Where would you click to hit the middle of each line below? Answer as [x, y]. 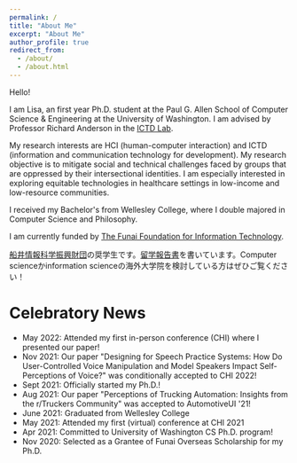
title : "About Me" [43, 26]
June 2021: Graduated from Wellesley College [106, 412]
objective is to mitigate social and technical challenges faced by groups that [148, 164]
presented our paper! [61, 347]
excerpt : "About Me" [47, 34]
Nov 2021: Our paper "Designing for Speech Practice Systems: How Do [152, 357]
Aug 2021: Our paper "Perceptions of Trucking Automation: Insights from [155, 394]
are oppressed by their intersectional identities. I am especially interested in [147, 173]
